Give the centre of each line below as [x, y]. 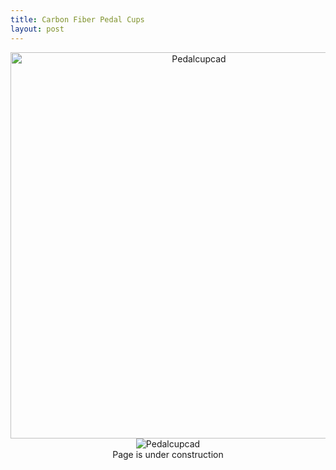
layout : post [37, 29]
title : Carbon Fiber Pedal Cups [77, 19]
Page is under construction [168, 454]
